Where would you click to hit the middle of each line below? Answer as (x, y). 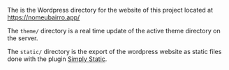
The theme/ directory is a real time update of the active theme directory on (114, 31)
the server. (23, 38)
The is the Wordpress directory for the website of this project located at (110, 10)
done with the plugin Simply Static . (57, 59)
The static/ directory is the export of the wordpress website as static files (114, 52)
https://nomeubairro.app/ (44, 17)
